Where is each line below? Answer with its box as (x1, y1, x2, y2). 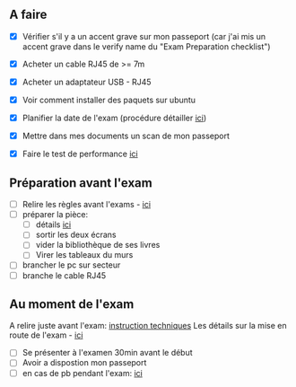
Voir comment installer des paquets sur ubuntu (22, 94, 196, 105)
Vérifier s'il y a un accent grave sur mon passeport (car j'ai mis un (22, 31, 266, 41)
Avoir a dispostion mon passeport (22, 357, 147, 368)
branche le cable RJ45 (22, 269, 107, 281)
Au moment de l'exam (9, 296, 135, 312)
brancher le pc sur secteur (22, 259, 121, 270)
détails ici (35, 219, 72, 230)
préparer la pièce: (22, 209, 89, 220)
